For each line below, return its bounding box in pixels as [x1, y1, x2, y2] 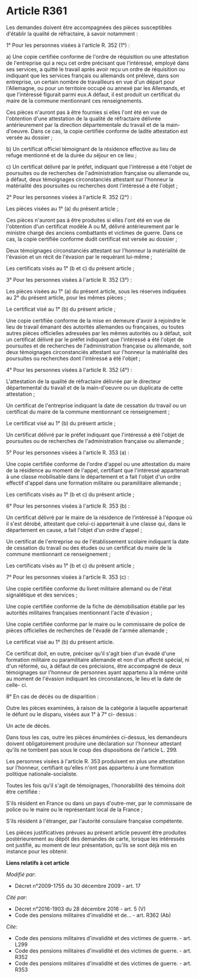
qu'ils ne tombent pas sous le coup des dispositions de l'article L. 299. [6, 746, 178, 753]
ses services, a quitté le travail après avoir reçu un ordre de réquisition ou [6, 65, 185, 72]
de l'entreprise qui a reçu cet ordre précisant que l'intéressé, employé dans [6, 59, 189, 66]
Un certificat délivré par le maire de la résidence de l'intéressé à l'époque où [6, 514, 193, 521]
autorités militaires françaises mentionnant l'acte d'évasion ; [6, 609, 152, 616]
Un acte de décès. [6, 722, 51, 729]
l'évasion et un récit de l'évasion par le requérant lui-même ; [6, 253, 152, 260]
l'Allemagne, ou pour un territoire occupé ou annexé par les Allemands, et [6, 84, 185, 91]
